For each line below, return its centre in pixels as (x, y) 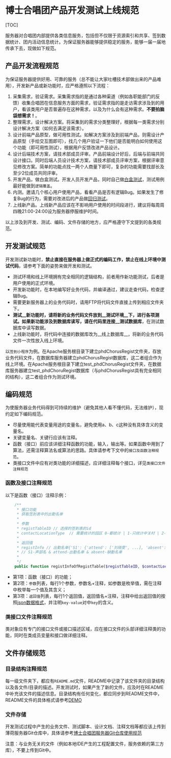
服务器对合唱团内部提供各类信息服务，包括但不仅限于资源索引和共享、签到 (83, 35)
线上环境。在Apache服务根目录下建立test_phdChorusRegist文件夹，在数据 (83, 364)
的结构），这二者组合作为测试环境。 (42, 377)
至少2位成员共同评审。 (36, 173)
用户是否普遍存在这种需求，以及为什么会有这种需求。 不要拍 (97, 109)
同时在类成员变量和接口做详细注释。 (52, 635)
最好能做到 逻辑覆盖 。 (34, 186)
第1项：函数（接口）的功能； (42, 577)
